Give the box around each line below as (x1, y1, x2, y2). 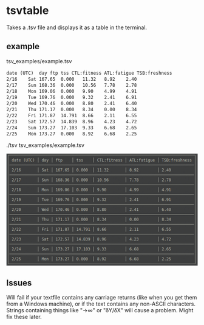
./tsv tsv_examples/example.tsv (6, 141, 85, 149)
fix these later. (6, 313, 42, 320)
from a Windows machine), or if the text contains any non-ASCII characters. (6, 300, 196, 307)
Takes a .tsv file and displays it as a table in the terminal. (6, 24, 148, 31)
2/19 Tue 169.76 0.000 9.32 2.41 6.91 (6, 94, 137, 100)
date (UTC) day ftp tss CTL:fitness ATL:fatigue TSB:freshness (6, 70, 172, 76)
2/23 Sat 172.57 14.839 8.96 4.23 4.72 (6, 118, 137, 125)
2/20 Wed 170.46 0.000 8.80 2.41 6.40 (6, 100, 137, 106)
